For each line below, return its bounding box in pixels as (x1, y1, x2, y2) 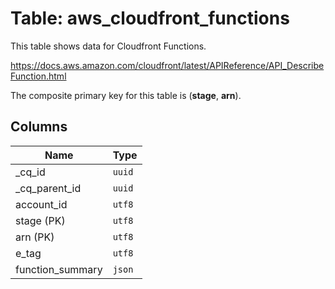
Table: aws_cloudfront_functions (10, 7, 290, 30)
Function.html (10, 70, 67, 82)
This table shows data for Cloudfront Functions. (10, 40, 207, 52)
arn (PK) (15, 230, 55, 244)
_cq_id (15, 165, 46, 179)
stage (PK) (15, 213, 66, 227)
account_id (15, 197, 68, 211)
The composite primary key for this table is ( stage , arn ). (10, 89, 242, 101)
